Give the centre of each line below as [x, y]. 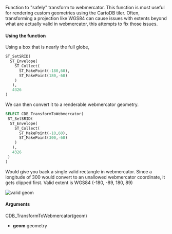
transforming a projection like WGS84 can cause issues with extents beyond [86, 18]
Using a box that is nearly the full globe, [47, 47]
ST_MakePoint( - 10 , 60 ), [43, 133]
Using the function [26, 35]
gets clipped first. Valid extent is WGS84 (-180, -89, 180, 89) [69, 183]
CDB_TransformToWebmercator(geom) [46, 215]
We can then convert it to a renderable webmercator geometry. [72, 104]
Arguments [18, 204]
